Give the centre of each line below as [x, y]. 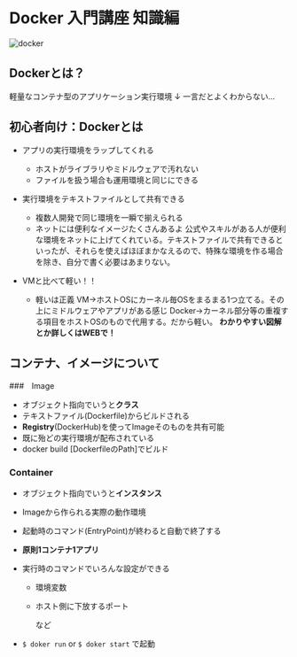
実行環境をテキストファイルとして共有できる [103, 198]
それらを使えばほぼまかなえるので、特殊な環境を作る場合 [179, 251]
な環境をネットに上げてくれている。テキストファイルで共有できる [156, 239]
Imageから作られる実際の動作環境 [84, 512]
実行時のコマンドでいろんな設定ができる [96, 568]
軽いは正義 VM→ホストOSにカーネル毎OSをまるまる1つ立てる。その [160, 299]
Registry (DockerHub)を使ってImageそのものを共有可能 [123, 427]
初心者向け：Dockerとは [76, 127]
